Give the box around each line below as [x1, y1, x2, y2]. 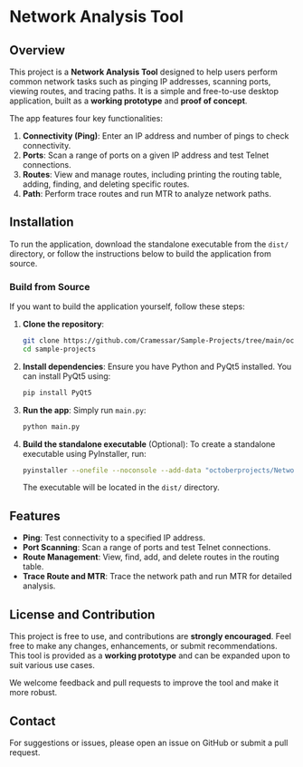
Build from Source [9, 280, 90, 293]
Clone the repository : [22, 319, 105, 330]
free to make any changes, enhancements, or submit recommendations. [9, 641, 278, 652]
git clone [22, 336, 61, 345]
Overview [9, 43, 66, 58]
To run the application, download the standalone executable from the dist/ [9, 238, 289, 249]
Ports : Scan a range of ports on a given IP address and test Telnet [22, 150, 270, 160]
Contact [9, 714, 56, 729]
